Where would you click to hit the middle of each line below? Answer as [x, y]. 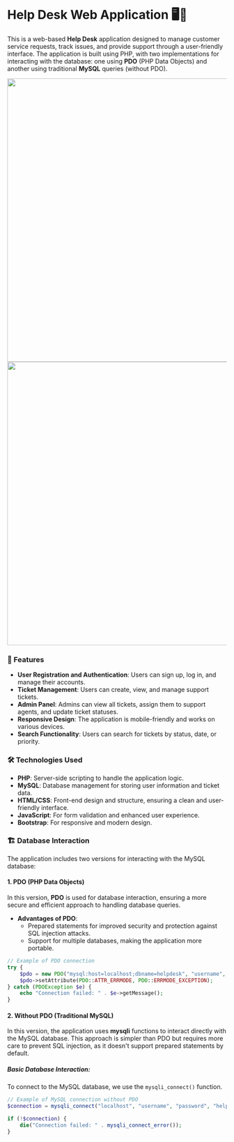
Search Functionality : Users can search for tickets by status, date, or [117, 734]
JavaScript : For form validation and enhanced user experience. [108, 815]
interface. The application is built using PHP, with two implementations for [113, 54]
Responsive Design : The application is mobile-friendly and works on [116, 719]
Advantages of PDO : [47, 919]
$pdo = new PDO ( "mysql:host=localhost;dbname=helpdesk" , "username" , [123, 974]
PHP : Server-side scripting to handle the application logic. [101, 778]
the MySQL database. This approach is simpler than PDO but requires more [115, 1039]
